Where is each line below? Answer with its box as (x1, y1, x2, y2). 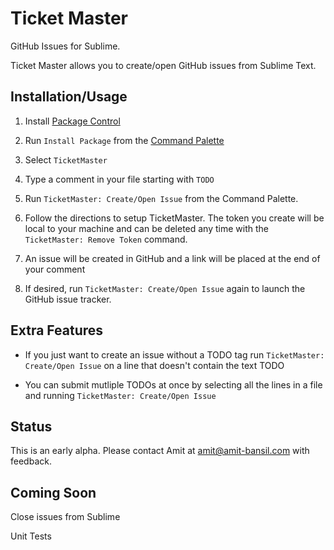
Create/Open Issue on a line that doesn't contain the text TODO (24, 359, 285, 371)
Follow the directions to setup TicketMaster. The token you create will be (24, 212, 325, 224)
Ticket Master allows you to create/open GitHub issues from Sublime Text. (10, 59, 317, 71)
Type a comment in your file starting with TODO (24, 173, 215, 185)
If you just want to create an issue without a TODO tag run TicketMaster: (24, 348, 325, 361)
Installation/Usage (10, 88, 128, 106)
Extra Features (10, 322, 104, 339)
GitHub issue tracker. (24, 293, 112, 305)
